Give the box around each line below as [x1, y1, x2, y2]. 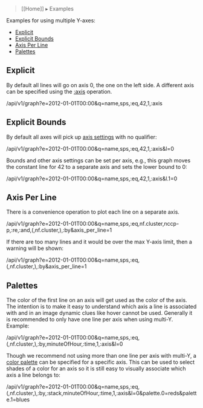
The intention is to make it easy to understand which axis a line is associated [6, 303, 197, 311]
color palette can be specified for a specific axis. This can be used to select [6, 358, 195, 366]
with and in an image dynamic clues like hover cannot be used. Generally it [6, 309, 193, 317]
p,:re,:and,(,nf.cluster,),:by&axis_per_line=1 [6, 226, 112, 234]
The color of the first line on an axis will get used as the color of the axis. [6, 297, 187, 304]
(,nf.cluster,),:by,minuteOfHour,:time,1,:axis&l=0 [6, 340, 123, 347]
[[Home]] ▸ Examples [21, 5, 74, 12]
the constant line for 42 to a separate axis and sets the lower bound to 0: [6, 163, 187, 170]
